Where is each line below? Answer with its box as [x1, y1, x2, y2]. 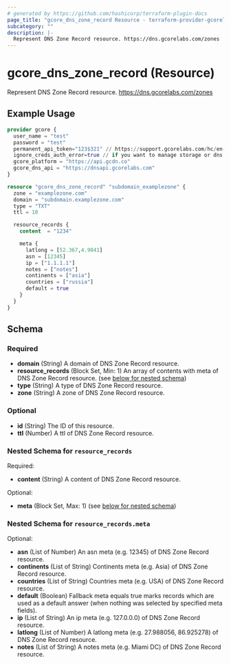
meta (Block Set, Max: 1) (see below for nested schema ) [16, 502, 177, 510]
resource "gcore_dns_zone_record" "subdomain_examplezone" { [7, 183, 186, 190]
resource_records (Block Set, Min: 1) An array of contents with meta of [16, 367, 219, 375]
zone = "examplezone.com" [13, 190, 88, 197]
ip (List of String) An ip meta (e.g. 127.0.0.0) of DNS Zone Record [16, 614, 201, 622]
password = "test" [13, 139, 67, 146]
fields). [16, 606, 38, 614]
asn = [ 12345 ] [25, 253, 67, 260]
